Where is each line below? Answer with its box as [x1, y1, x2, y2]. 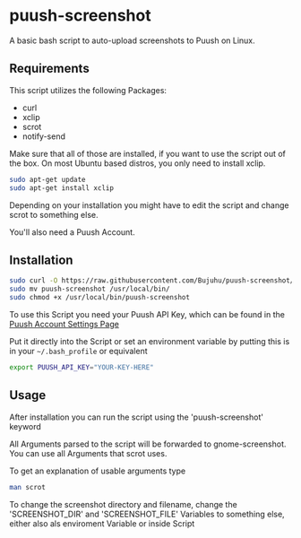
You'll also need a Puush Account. [9, 226, 136, 238]
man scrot [9, 482, 47, 491]
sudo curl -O [9, 276, 58, 285]
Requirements [9, 61, 90, 76]
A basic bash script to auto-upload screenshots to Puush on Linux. [9, 35, 255, 46]
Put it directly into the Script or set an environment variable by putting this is [9, 335, 290, 346]
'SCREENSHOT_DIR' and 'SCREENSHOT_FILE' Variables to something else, [9, 508, 285, 519]
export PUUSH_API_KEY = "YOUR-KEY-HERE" [9, 362, 154, 372]
